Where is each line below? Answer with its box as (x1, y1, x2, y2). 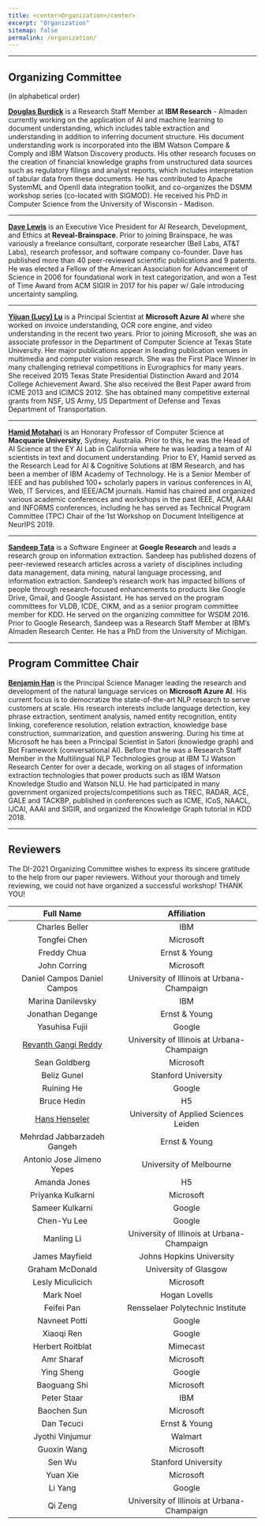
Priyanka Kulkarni (30, 1189, 95, 1200)
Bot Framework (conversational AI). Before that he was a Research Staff (8, 745, 242, 754)
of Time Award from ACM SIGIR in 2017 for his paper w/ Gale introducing (8, 281, 244, 290)
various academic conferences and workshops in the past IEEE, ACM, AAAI (8, 495, 253, 504)
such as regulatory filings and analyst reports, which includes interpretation (8, 165, 254, 175)
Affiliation (167, 908, 206, 919)
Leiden (174, 1118, 200, 1129)
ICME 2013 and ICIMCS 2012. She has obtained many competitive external (8, 388, 250, 397)
